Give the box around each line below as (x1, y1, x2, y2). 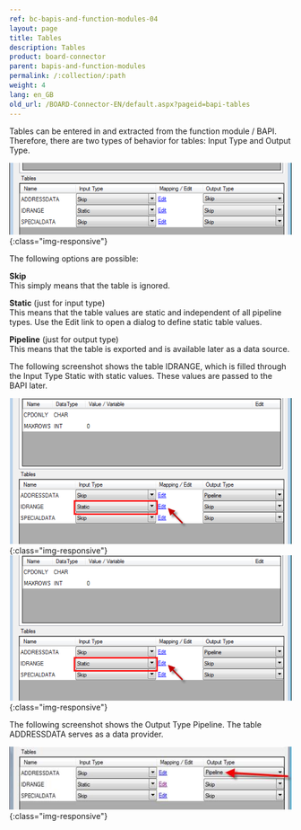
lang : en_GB (9, 90, 54, 99)
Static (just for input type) (9, 297, 106, 308)
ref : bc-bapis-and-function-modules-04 (9, 14, 159, 23)
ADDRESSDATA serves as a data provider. (9, 728, 164, 740)
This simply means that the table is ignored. (9, 279, 170, 291)
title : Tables (9, 33, 63, 42)
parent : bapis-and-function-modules (9, 62, 146, 71)
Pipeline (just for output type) (9, 333, 119, 345)
